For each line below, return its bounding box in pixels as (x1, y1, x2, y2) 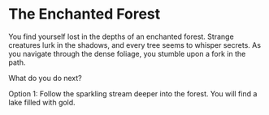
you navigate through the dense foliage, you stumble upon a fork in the (8, 49, 246, 58)
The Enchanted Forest (8, 5, 161, 23)
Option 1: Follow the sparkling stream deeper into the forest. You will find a (8, 88, 258, 98)
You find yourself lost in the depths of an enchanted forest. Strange (8, 32, 234, 41)
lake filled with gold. (8, 97, 76, 107)
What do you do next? (8, 73, 83, 83)
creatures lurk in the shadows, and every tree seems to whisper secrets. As (8, 40, 262, 49)
